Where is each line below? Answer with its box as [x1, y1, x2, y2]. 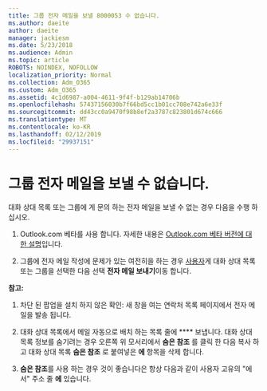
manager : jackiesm [8, 34, 69, 42]
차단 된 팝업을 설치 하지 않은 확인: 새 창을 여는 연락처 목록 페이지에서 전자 [19, 300, 247, 310]
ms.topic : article [8, 57, 69, 65]
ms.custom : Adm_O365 [8, 85, 77, 94]
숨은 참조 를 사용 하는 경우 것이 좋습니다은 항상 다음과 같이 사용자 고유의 [19, 364, 241, 373]
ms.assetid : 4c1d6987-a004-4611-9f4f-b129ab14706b [8, 93, 180, 101]
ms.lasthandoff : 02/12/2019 [8, 130, 102, 138]
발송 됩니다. [34, 310, 72, 320]
